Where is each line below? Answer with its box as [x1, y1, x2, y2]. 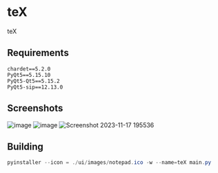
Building [7, 140, 43, 152]
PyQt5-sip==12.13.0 [7, 84, 63, 91]
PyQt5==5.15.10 [7, 71, 51, 78]
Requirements [7, 47, 69, 59]
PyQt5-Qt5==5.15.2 [7, 78, 60, 84]
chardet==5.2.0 [7, 65, 51, 73]
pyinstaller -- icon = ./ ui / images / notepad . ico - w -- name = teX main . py [7, 159, 212, 166]
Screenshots [7, 102, 63, 114]
